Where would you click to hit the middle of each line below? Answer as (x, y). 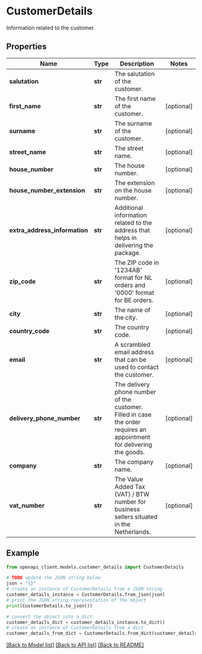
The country (132, 327)
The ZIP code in (137, 262)
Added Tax (130, 487)
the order (128, 422)
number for (130, 502)
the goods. (130, 452)
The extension (135, 183)
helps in (126, 238)
